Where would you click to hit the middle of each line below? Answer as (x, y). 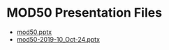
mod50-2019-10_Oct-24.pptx (58, 39)
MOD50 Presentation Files (84, 13)
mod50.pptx (34, 32)
